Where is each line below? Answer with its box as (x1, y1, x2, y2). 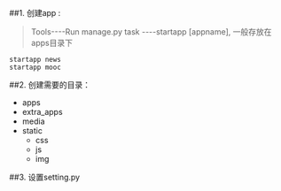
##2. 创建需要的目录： (9, 80, 91, 90)
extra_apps (21, 107, 64, 117)
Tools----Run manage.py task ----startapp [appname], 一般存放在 (30, 27, 272, 37)
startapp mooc (9, 63, 62, 72)
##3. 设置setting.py (9, 172, 81, 182)
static (21, 126, 43, 135)
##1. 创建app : (9, 8, 61, 18)
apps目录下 (30, 38, 74, 48)
